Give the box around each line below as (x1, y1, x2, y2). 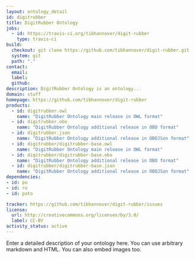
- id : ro (6, 185, 28, 191)
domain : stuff (6, 91, 41, 97)
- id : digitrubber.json (11, 130, 70, 136)
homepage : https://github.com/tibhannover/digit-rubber (6, 97, 147, 103)
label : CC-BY (11, 218, 44, 224)
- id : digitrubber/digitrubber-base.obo (11, 152, 113, 158)
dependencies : (6, 174, 41, 180)
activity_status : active (6, 223, 68, 229)
